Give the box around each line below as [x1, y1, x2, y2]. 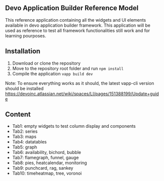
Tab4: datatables [12, 139, 47, 145]
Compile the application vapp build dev [12, 71, 93, 76]
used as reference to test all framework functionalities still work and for [5, 27, 150, 34]
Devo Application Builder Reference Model [5, 4, 139, 12]
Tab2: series [12, 128, 38, 135]
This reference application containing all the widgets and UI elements [5, 17, 146, 23]
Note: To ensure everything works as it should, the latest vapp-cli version [5, 80, 154, 86]
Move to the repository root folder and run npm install [12, 65, 124, 71]
